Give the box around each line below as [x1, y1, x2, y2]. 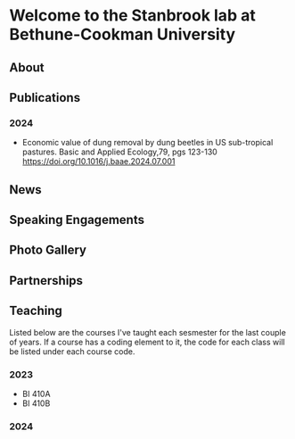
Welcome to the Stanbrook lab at [9, 5, 256, 26]
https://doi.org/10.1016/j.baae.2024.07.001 [21, 156, 176, 167]
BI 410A [21, 388, 51, 399]
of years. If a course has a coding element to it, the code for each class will [9, 336, 285, 347]
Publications [9, 90, 81, 105]
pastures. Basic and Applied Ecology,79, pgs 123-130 [21, 146, 218, 157]
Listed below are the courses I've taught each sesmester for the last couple [9, 327, 287, 337]
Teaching [9, 303, 62, 319]
